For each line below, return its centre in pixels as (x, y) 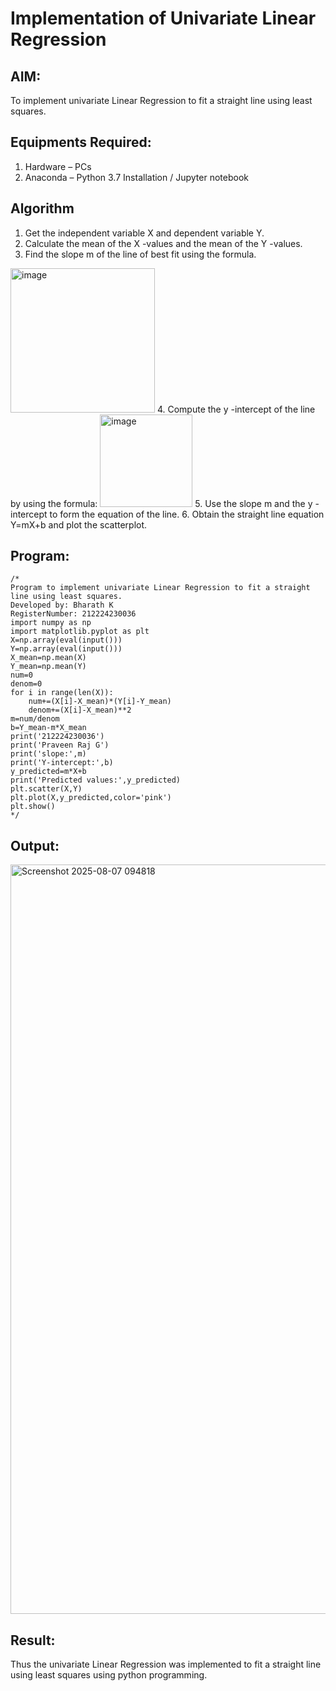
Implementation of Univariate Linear (163, 18)
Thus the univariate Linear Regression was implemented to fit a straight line (166, 1664)
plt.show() (33, 807)
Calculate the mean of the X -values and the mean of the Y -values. (163, 243)
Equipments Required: (81, 142)
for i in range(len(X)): (62, 693)
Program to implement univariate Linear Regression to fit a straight (160, 588)
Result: (33, 1640)
